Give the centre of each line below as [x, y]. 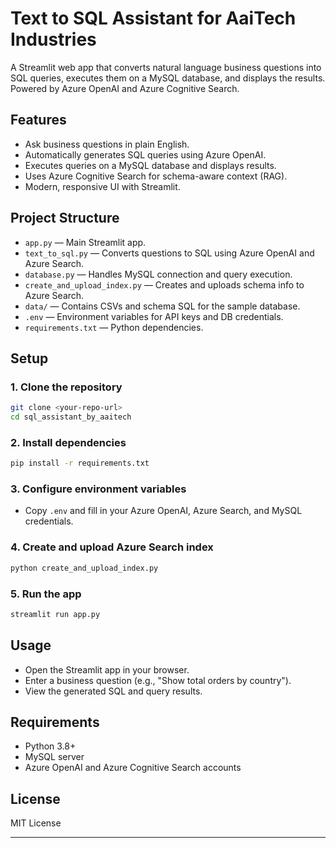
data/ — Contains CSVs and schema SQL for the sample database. [162, 306]
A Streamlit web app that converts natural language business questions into [166, 67]
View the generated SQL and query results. [113, 691]
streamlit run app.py [55, 614]
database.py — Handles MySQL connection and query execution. [158, 274]
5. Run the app [46, 594]
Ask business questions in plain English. [107, 144]
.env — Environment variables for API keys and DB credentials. [154, 316]
